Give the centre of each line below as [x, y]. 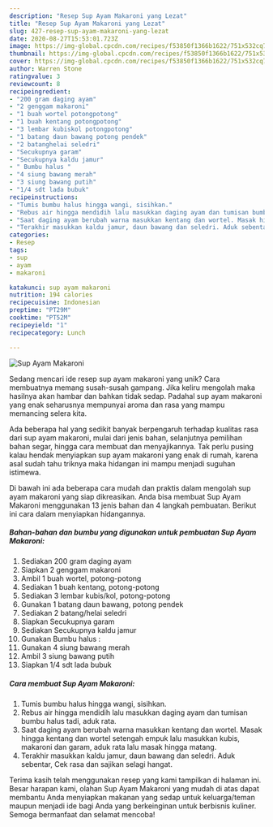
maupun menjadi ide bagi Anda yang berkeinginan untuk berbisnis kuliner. [133, 806]
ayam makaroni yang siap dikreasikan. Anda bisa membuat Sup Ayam [125, 496]
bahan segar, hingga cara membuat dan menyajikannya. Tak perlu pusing [132, 446]
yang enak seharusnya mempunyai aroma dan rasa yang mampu [117, 405]
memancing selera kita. [48, 413]
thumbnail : [28, 54]
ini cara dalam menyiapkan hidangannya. [77, 513]
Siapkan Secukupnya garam [68, 621]
